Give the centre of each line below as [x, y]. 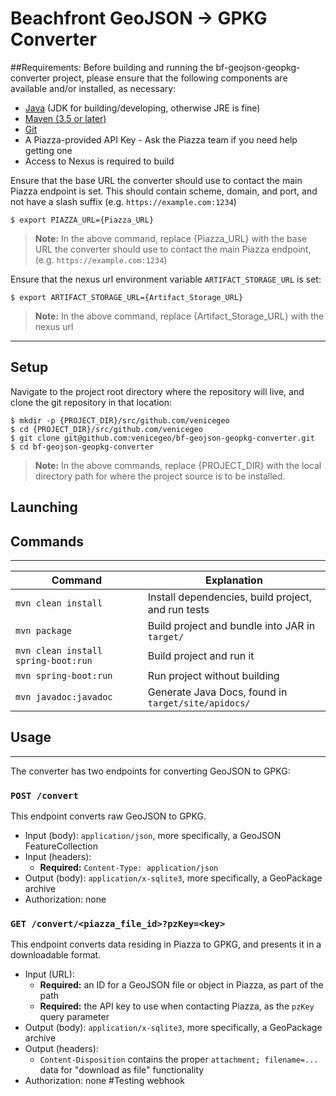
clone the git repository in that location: [91, 402]
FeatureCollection [61, 846]
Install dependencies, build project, [230, 597]
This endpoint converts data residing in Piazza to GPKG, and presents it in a [166, 944]
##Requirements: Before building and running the [112, 67]
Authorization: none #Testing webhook [104, 1081]
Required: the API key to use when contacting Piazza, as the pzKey [177, 1006]
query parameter [74, 1017]
